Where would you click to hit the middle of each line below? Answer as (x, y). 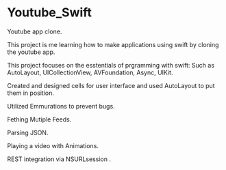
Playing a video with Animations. (53, 145)
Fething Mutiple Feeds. (39, 119)
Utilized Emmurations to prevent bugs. (61, 106)
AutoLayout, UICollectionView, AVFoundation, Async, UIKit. (90, 72)
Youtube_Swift (50, 13)
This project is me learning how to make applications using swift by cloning (113, 44)
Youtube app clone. (35, 31)
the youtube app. (31, 52)
